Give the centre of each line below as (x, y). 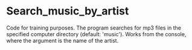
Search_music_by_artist (68, 11)
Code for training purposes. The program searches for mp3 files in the (94, 28)
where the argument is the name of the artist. (62, 40)
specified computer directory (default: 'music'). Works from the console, (96, 34)
